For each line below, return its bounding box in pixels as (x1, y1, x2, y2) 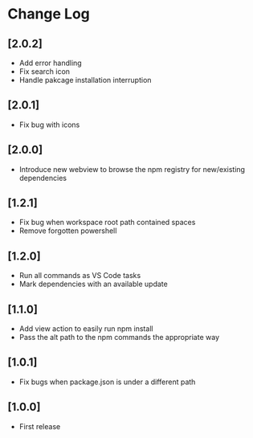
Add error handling (18, 58, 82, 68)
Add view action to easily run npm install (18, 324, 153, 334)
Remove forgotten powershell (18, 226, 117, 235)
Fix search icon (18, 67, 70, 76)
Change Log (7, 5, 90, 23)
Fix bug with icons (18, 120, 80, 129)
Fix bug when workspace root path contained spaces (18, 218, 196, 227)
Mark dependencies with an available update (18, 279, 168, 289)
